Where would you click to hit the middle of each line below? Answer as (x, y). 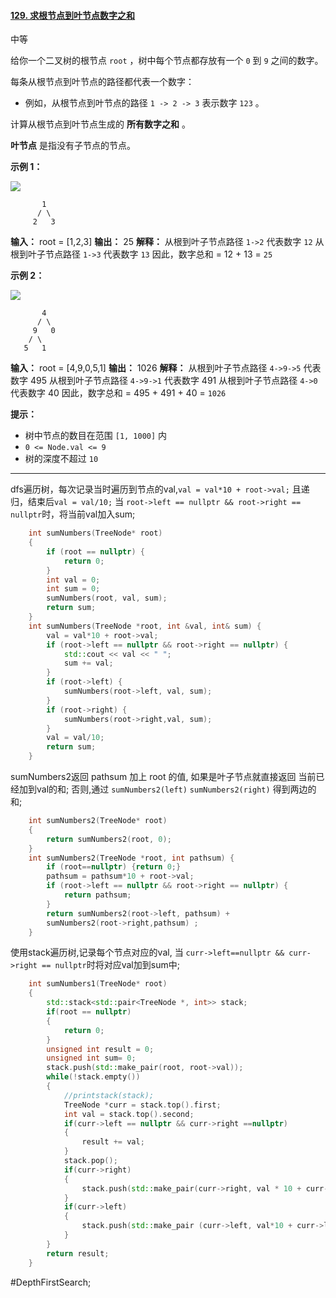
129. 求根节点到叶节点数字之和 (73, 15)
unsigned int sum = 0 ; (91, 1058)
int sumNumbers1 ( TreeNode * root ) (98, 984)
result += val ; (113, 1142)
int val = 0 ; (73, 580)
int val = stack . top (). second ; (129, 1114)
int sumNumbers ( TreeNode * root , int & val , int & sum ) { (145, 626)
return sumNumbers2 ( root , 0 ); (109, 839)
